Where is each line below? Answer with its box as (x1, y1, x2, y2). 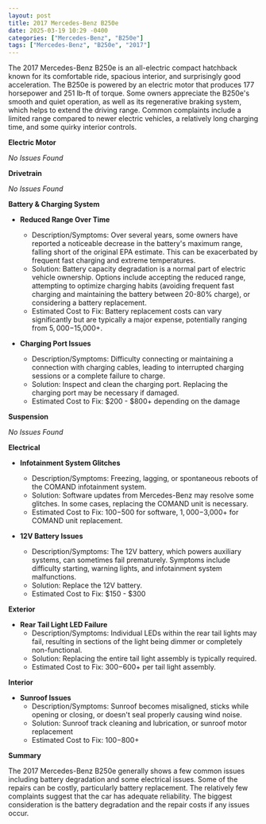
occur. (8, 809, 29, 818)
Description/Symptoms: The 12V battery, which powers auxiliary (31, 547, 242, 556)
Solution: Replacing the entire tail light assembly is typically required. (31, 654, 257, 663)
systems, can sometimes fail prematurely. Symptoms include (31, 555, 230, 565)
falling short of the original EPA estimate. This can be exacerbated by (31, 248, 258, 257)
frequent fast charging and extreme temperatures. (31, 256, 196, 265)
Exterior (8, 604, 36, 614)
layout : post (8, 11, 52, 20)
